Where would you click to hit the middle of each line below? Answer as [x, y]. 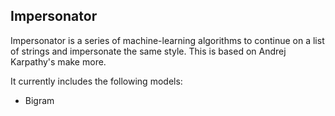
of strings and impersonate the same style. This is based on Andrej [148, 51]
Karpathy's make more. [58, 61]
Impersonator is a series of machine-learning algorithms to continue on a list [167, 40]
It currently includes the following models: [96, 81]
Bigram [39, 100]
